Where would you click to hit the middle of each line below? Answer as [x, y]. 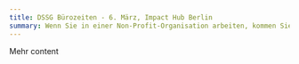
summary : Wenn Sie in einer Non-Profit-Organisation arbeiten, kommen [143, 26]
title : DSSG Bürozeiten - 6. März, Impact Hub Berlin [111, 17]
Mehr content [34, 51]
